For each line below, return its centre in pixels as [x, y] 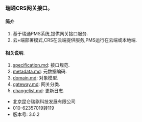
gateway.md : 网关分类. [36, 84]
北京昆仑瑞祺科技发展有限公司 [44, 101]
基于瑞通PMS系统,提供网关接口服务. [50, 34]
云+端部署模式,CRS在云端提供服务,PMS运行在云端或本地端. [75, 40]
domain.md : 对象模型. [35, 78]
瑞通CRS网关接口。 [29, 8]
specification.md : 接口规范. [41, 65]
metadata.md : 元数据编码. [40, 72]
